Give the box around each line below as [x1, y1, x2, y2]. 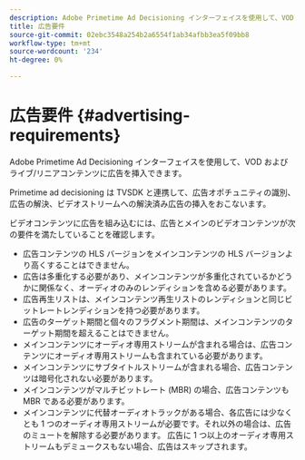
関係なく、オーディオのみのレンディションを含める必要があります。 [38, 282, 292, 293]
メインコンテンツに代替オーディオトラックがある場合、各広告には [22, 406, 270, 417]
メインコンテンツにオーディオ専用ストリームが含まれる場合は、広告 [22, 338, 277, 349]
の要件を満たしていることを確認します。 [9, 229, 161, 240]
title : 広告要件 [9, 22, 65, 31]
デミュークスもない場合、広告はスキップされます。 [62, 441, 252, 452]
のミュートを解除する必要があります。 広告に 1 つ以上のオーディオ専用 [22, 429, 286, 440]
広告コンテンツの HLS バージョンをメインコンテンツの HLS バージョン [22, 248, 286, 259]
